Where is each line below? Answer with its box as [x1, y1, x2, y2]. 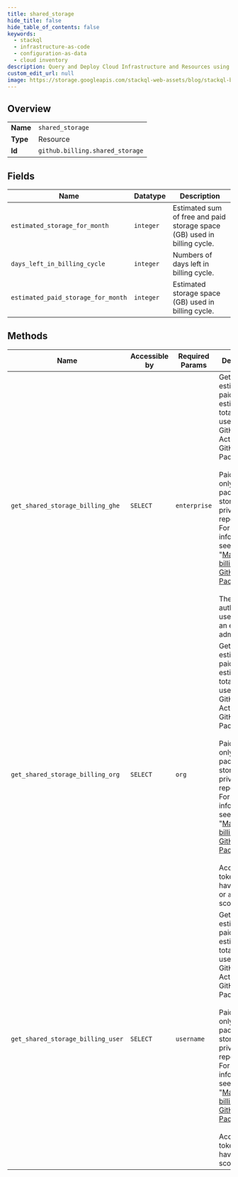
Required [178, 351, 210, 361]
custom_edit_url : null [7, 70, 74, 77]
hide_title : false [7, 17, 62, 24]
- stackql [13, 37, 42, 44]
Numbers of [172, 250, 212, 260]
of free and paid [172, 212, 227, 221]
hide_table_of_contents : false [7, 23, 100, 31]
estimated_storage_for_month [11, 221, 109, 229]
